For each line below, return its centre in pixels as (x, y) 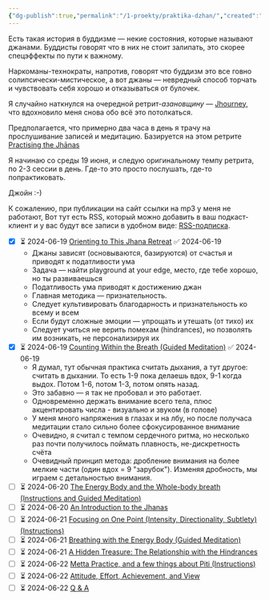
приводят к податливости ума (83, 261)
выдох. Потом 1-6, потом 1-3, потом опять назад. (116, 384)
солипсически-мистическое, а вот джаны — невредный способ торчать (132, 79)
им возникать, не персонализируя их (96, 338)
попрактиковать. (37, 177)
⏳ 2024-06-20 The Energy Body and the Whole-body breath (120, 486)
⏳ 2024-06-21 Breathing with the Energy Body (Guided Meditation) (130, 540)
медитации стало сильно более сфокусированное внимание (136, 426)
